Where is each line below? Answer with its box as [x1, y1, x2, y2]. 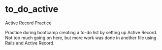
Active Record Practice [5, 20, 52, 26]
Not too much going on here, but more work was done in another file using [5, 35, 157, 41]
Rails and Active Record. [5, 40, 55, 46]
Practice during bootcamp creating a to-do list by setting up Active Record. [5, 29, 158, 35]
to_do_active [5, 3, 59, 15]
